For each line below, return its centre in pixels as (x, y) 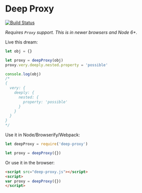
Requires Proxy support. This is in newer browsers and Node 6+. (71, 32)
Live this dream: (22, 42)
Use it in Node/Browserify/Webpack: (43, 135)
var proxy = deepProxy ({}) (33, 181)
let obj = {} (19, 51)
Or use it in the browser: (30, 162)
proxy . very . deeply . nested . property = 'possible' (57, 65)
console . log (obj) (23, 74)
